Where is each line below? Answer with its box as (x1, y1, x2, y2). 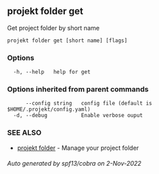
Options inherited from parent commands (7, 85, 149, 94)
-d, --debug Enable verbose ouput (13, 112, 143, 119)
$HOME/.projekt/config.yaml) (7, 106, 91, 113)
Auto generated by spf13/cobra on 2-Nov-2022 (7, 160, 142, 168)
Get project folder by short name (7, 23, 100, 32)
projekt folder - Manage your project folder (17, 144, 139, 152)
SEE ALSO (7, 128, 42, 138)
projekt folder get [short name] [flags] (7, 37, 128, 44)
